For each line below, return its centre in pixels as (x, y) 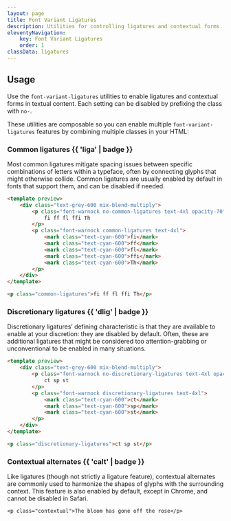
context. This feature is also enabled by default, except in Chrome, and (108, 491)
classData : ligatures (38, 52)
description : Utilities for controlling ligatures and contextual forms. (115, 26)
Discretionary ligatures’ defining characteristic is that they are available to (111, 326)
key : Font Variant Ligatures (61, 39)
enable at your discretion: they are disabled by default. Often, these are (108, 334)
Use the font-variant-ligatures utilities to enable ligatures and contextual (113, 96)
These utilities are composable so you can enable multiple (89, 124)
